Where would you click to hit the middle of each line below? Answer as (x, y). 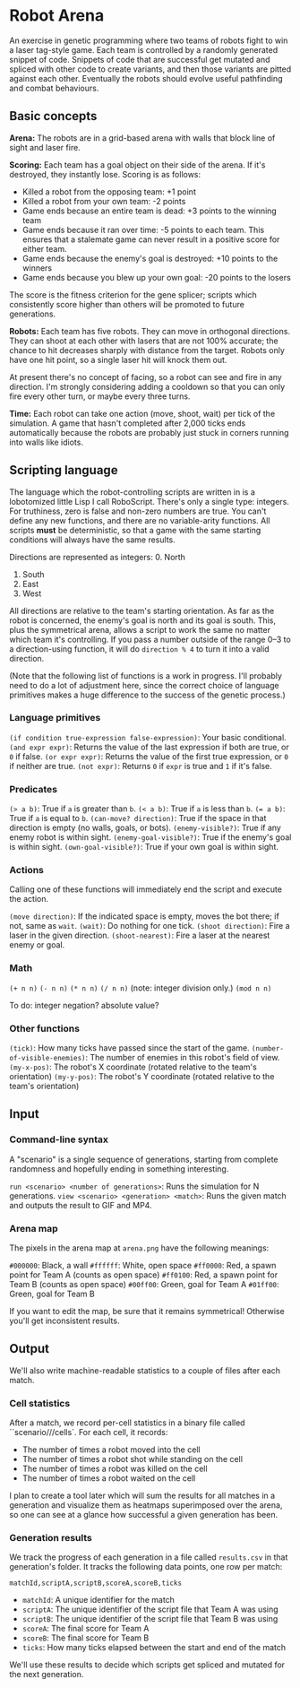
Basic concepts (53, 116)
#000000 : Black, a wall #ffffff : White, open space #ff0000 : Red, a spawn (143, 1266)
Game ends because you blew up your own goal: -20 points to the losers (156, 277)
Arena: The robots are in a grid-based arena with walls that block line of (142, 138)
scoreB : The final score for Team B (86, 1638)
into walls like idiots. (46, 442)
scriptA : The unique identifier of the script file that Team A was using (150, 1609)
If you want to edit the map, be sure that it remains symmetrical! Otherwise (147, 1311)
